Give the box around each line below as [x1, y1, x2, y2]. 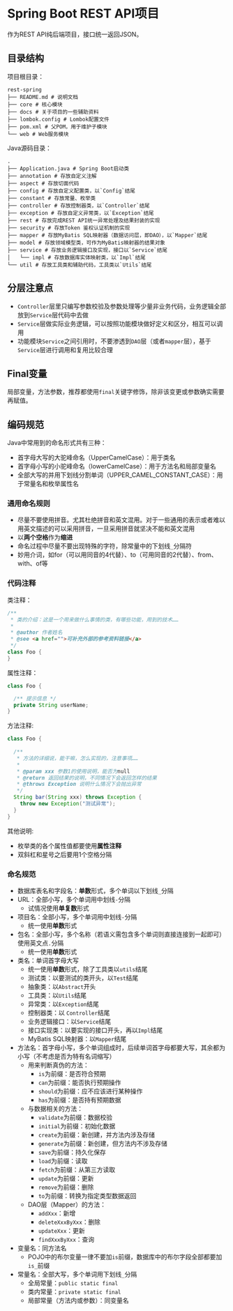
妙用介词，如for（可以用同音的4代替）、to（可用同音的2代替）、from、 [17, 551, 218, 559]
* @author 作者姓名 [10, 629, 63, 636]
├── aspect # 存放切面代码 [7, 180, 80, 187]
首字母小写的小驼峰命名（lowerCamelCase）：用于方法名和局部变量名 [17, 462, 216, 471]
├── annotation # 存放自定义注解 [7, 172, 97, 179]
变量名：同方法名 [17, 1243, 67, 1252]
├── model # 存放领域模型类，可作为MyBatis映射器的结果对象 [7, 239, 165, 246]
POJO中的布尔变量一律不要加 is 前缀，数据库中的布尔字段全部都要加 [27, 1252, 223, 1261]
